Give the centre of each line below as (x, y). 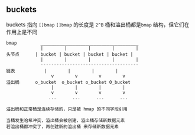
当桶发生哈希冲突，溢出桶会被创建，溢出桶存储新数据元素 (66, 120)
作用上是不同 (22, 32)
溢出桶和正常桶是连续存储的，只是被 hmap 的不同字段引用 (67, 109)
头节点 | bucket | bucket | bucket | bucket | (70, 54)
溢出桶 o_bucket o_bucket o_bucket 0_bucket (69, 82)
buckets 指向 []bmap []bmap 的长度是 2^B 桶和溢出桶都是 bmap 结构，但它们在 (98, 24)
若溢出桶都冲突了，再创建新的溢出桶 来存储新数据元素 (63, 126)
